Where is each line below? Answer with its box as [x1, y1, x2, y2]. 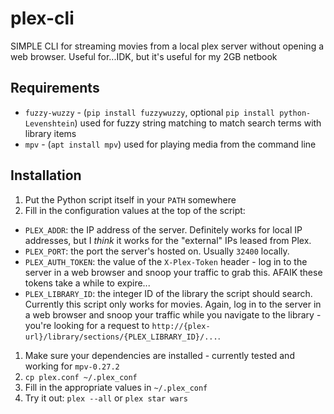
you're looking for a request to [24, 319, 150, 331]
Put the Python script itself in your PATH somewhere [24, 193, 237, 206]
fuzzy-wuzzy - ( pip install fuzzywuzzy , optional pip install [24, 106, 275, 118]
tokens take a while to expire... [24, 277, 151, 289]
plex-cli [10, 7, 75, 30]
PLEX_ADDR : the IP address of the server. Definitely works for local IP [24, 223, 303, 236]
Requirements [10, 80, 100, 97]
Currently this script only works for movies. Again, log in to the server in [24, 298, 322, 310]
